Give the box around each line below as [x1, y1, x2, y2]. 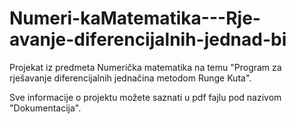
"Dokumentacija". [9, 102, 82, 114]
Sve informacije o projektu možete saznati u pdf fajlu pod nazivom [9, 91, 282, 103]
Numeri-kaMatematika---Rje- [9, 7, 261, 30]
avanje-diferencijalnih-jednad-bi [9, 28, 287, 51]
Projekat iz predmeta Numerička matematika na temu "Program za [9, 61, 282, 73]
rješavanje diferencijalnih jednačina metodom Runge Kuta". [9, 72, 252, 84]
